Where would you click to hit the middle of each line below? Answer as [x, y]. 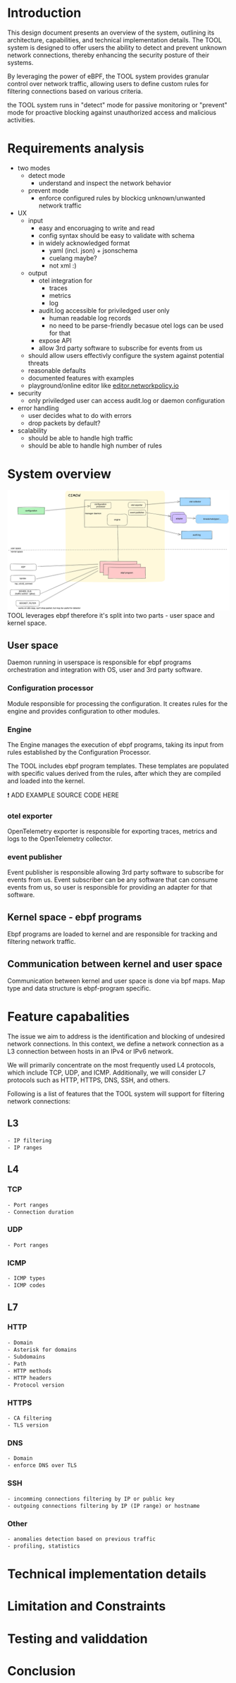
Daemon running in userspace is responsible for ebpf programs [99, 662]
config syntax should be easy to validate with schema [117, 235]
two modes [34, 168]
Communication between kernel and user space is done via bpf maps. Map [116, 981]
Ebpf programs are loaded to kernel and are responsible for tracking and [112, 934]
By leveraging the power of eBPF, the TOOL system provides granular [108, 76]
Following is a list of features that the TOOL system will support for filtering [116, 1094]
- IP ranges [25, 1148]
